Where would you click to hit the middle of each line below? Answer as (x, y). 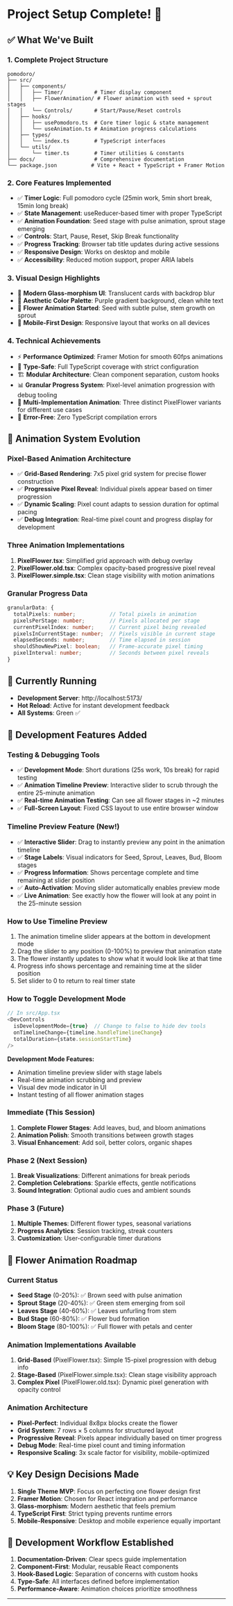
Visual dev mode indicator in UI (62, 1087)
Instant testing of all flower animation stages (80, 1095)
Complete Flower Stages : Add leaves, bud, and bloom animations (111, 1127)
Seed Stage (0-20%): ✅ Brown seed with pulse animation (100, 1295)
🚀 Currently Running (52, 681)
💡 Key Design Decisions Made (73, 1474)
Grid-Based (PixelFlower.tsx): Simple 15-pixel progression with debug (117, 1360)
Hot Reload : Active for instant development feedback (93, 705)
